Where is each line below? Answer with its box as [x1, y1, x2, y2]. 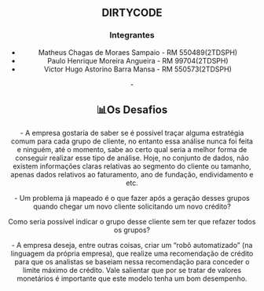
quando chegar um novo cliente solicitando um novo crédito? [32, 202, 232, 211]
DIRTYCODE [101, 6, 163, 20]
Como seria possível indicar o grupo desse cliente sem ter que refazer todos [8, 216, 256, 226]
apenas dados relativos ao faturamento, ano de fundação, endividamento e [10, 169, 254, 179]
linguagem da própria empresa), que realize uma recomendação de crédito [10, 249, 254, 258]
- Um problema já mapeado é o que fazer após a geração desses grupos [14, 193, 250, 202]
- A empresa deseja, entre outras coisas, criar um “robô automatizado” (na [11, 240, 253, 249]
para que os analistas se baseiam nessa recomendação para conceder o [14, 256, 250, 266]
